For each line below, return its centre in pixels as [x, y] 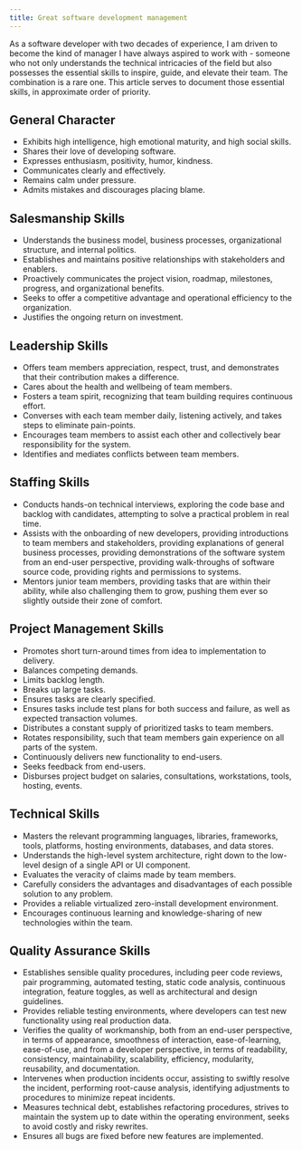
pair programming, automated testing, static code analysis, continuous [154, 982]
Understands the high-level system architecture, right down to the [145, 855]
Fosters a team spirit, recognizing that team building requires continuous [158, 397]
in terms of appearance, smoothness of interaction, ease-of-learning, [152, 1040]
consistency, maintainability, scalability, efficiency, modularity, [138, 1059]
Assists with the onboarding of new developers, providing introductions [156, 533]
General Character [62, 120]
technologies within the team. [77, 922]
